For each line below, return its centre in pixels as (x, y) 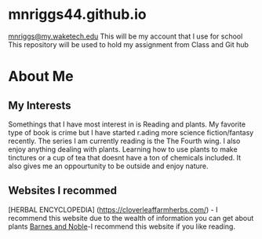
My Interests (40, 105)
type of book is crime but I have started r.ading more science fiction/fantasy (131, 132)
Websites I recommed (63, 191)
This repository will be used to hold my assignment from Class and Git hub (129, 44)
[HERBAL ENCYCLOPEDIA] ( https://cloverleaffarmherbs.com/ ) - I (113, 209)
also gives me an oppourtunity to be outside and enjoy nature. (108, 166)
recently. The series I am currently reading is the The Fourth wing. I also (124, 141)
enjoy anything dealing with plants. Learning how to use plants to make (123, 149)
